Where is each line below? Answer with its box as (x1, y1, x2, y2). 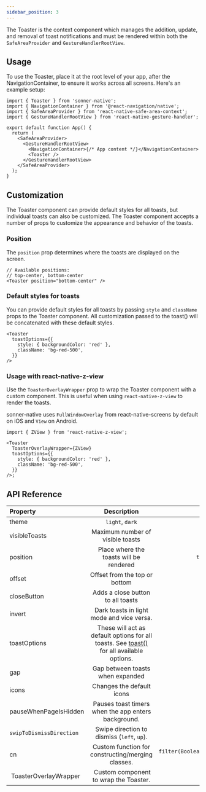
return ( (12, 130, 34, 136)
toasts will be (102, 552, 141, 561)
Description (104, 507, 139, 516)
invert (9, 610, 26, 618)
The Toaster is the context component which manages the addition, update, (6, 26, 198, 33)
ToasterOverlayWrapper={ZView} (12, 445, 92, 452)
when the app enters (91, 707, 151, 716)
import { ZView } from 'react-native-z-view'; (6, 429, 128, 436)
